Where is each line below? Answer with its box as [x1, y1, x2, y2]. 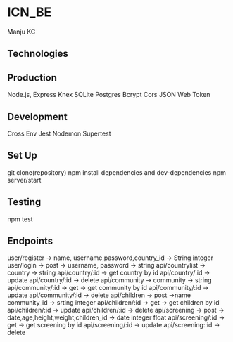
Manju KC [7, 27, 36, 36]
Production [7, 72, 58, 84]
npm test [7, 215, 33, 223]
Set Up [7, 150, 37, 162]
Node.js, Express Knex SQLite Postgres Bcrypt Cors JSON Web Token [7, 91, 210, 99]
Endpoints [7, 235, 53, 246]
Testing [7, 196, 42, 208]
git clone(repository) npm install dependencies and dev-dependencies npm [7, 168, 227, 176]
